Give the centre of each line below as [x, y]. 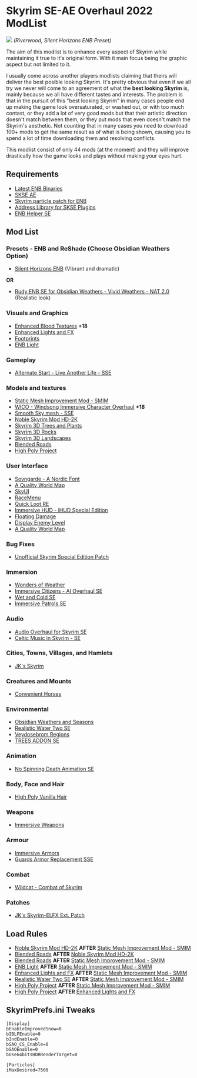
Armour [17, 840]
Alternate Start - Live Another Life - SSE [63, 373]
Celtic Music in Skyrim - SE [48, 638]
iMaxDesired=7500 [27, 1070]
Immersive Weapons [39, 825]
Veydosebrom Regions [42, 735]
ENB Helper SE [33, 213]
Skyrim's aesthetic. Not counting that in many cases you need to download [97, 125]
